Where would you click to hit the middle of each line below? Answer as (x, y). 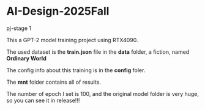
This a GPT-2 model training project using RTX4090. (72, 40)
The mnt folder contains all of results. (54, 82)
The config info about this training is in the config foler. (76, 70)
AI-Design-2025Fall (58, 11)
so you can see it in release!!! (43, 100)
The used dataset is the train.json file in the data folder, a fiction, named (98, 52)
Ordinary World (27, 58)
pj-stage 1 (19, 28)
